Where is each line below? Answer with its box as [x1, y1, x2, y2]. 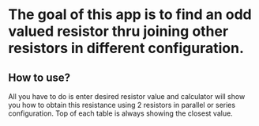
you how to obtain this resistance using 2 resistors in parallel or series [8, 101, 235, 109]
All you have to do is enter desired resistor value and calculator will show [8, 92, 246, 101]
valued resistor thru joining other [8, 22, 229, 40]
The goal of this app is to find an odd [8, 6, 252, 24]
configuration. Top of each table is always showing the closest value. [8, 109, 233, 118]
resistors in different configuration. [8, 40, 245, 57]
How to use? [8, 71, 71, 84]
